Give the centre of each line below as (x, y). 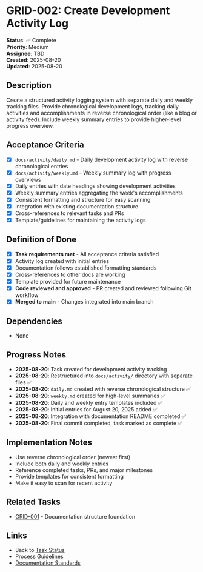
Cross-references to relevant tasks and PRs (69, 213)
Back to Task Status (40, 550)
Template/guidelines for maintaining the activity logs (81, 220)
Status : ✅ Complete (31, 40)
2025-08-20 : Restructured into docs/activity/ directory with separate (104, 376)
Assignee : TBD (25, 53)
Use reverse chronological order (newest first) (73, 457)
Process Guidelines (39, 557)
